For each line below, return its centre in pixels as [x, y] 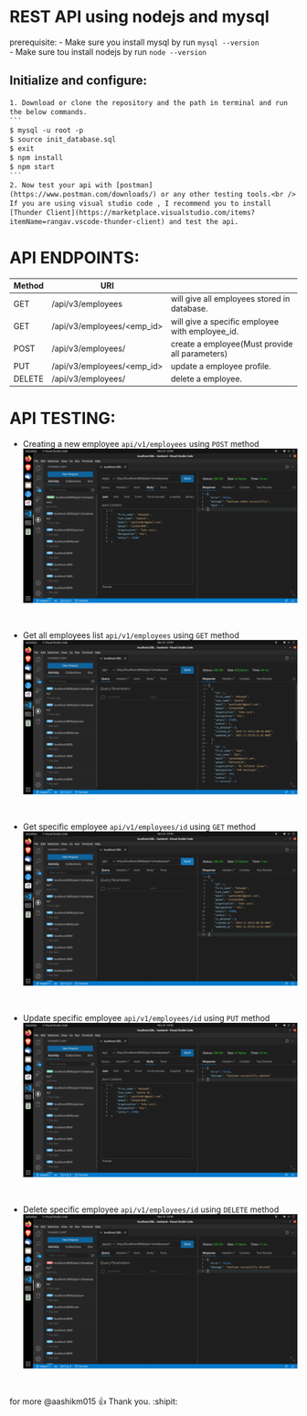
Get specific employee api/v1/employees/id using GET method [139, 827]
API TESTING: [63, 419]
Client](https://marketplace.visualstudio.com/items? [151, 212]
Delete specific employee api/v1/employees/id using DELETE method [151, 1209]
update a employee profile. [221, 367]
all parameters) [199, 353]
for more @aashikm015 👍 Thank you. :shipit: [94, 1401]
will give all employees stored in [230, 299]
